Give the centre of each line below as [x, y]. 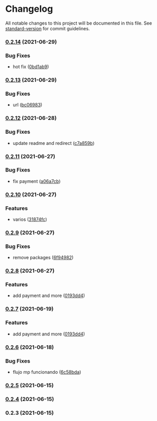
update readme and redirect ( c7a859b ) [53, 143]
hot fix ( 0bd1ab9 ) [31, 67]
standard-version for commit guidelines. [48, 28]
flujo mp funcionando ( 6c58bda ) [47, 372]
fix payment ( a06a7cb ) [37, 181]
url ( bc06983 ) [27, 105]
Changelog [29, 9]
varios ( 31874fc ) [30, 219]
